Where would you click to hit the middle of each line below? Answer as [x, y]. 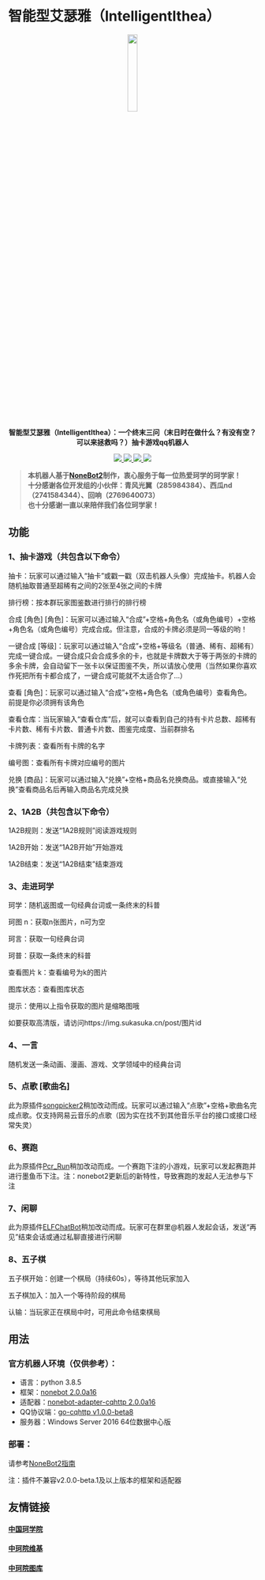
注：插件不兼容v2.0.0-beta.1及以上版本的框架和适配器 [95, 1480]
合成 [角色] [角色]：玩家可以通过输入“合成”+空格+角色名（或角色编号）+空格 [132, 619]
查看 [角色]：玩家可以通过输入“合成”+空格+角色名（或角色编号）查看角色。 [130, 692]
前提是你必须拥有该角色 [46, 702]
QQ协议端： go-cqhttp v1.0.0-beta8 [77, 1412]
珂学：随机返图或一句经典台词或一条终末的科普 [84, 905]
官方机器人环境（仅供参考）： [63, 1364]
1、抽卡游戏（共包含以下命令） [67, 557]
